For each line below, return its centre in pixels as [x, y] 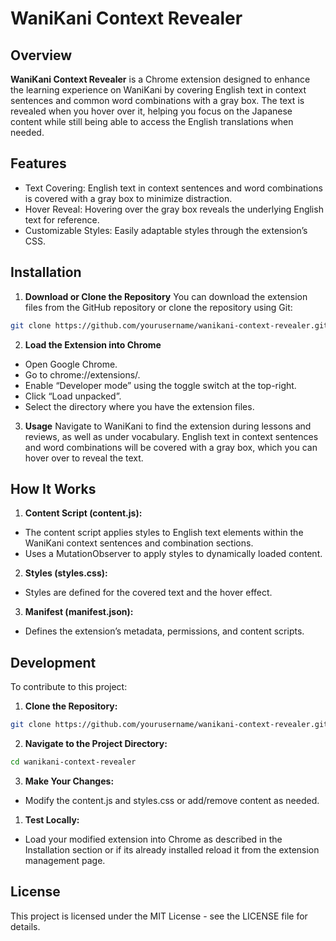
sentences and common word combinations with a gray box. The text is [157, 100]
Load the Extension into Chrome [93, 344]
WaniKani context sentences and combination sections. [139, 543]
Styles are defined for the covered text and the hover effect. [148, 593]
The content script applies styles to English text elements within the [164, 533]
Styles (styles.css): [66, 573]
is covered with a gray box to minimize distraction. [128, 198]
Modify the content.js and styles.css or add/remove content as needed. [172, 800]
